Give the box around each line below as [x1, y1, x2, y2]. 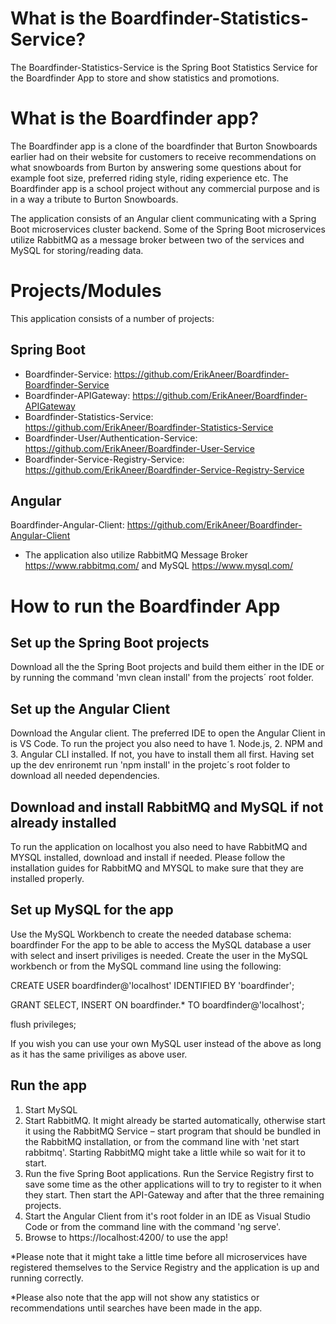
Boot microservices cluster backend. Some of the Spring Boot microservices [10, 223, 326, 235]
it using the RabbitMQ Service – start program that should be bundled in [24, 1125, 322, 1137]
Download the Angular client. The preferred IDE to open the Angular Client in [10, 727, 326, 739]
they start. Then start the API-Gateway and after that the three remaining [24, 1188, 325, 1201]
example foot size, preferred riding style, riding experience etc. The [10, 172, 289, 184]
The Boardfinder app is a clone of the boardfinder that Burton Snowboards [10, 140, 318, 152]
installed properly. [10, 873, 85, 885]
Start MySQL [24, 1103, 78, 1116]
